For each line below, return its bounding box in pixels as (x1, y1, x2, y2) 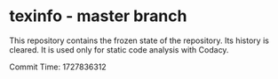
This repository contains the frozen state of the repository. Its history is (9, 35, 269, 46)
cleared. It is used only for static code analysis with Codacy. (9, 44, 229, 54)
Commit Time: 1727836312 (9, 61, 107, 72)
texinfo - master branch (9, 6, 187, 26)
